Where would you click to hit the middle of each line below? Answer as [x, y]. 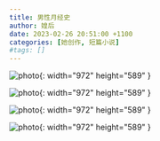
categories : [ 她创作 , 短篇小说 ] [64, 42]
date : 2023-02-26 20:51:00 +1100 [71, 34]
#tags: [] [28, 51]
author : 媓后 [32, 26]
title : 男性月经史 [40, 17]
